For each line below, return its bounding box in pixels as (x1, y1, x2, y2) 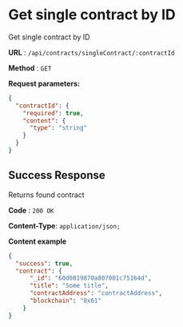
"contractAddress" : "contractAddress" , (29, 289, 162, 297)
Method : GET (8, 63, 52, 73)
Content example (8, 236, 67, 246)
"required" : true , (22, 109, 84, 117)
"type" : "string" (29, 124, 88, 132)
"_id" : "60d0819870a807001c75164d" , (29, 274, 152, 282)
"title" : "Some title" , (29, 282, 109, 290)
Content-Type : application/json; (8, 220, 121, 230)
